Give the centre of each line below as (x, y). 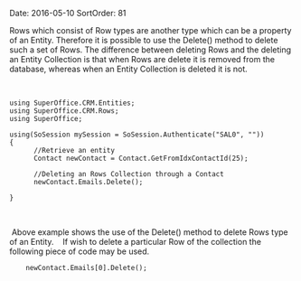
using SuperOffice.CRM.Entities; (72, 103)
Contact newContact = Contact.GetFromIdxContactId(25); (141, 158)
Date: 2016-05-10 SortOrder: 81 (68, 13)
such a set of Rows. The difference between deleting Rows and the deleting (150, 50)
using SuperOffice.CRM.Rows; (64, 111)
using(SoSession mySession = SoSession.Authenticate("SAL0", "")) (137, 135)
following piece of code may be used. (80, 251)
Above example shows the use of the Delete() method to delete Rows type (150, 232)
